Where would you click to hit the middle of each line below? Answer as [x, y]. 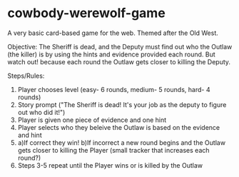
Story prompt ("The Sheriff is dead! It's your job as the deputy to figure [122, 104]
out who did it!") [41, 112]
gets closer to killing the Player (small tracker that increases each [113, 150]
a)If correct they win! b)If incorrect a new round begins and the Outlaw [122, 142]
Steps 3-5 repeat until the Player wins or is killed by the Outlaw [110, 165]
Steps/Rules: [26, 76]
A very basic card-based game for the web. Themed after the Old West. [113, 33]
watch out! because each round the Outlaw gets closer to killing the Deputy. [119, 61]
